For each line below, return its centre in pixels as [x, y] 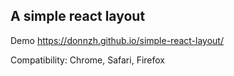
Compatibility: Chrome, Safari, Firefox [87, 60]
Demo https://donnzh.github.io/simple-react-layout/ [117, 40]
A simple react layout [78, 16]
